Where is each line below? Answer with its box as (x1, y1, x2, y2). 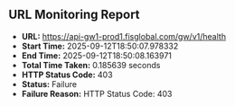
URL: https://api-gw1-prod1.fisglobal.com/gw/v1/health (21, 31, 227, 41)
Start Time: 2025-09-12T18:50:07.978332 (21, 40, 179, 51)
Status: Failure (21, 78, 78, 89)
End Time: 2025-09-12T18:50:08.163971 (21, 49, 173, 61)
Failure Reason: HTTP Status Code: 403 (21, 88, 173, 99)
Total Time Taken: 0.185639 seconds (21, 59, 161, 70)
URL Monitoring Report (8, 7, 141, 22)
